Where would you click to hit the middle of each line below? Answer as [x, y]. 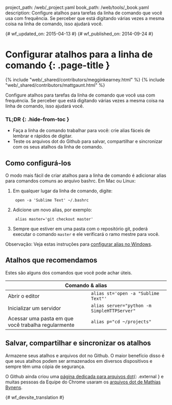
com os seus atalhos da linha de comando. [58, 147]
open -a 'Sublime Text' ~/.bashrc [52, 200]
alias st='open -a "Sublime [125, 293]
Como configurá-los [38, 163]
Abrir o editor [24, 296]
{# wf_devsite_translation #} [35, 397]
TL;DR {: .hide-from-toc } [37, 119]
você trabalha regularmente [41, 325]
